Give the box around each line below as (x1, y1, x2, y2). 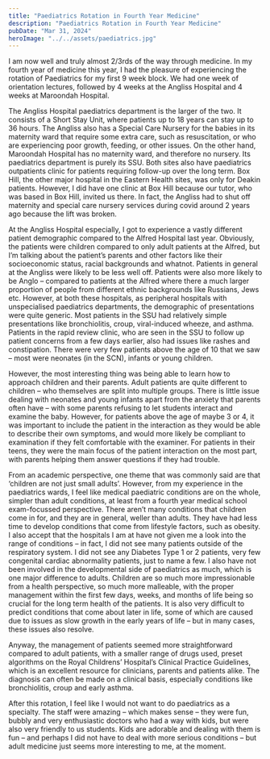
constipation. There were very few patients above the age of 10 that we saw (8, 344, 260, 355)
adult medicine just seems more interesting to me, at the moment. (8, 741, 226, 751)
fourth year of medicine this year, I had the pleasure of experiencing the (8, 65, 247, 75)
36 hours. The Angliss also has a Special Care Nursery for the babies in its (8, 123, 255, 133)
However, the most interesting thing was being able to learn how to (8, 369, 231, 379)
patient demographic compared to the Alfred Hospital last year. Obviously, (8, 233, 255, 243)
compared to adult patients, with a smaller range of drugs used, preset (8, 648, 243, 658)
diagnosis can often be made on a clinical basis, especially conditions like (8, 674, 253, 684)
